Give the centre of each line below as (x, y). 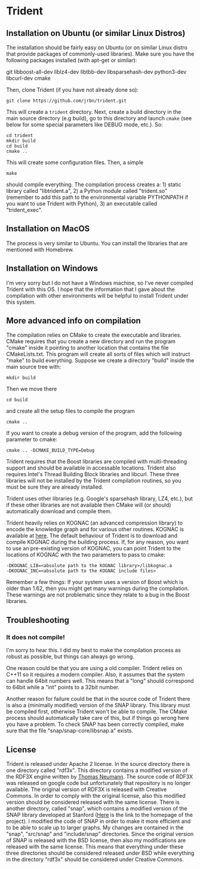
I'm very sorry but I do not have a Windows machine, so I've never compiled (100, 283)
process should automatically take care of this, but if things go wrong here (98, 718)
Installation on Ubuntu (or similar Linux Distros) (96, 33)
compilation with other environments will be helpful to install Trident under (97, 295)
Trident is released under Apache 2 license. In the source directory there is (98, 764)
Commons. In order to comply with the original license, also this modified (96, 795)
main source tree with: (34, 367)
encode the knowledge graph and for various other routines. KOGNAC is (95, 529)
